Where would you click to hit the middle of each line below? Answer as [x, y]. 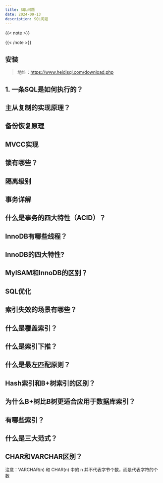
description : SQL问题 [27, 19]
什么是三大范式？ [31, 438]
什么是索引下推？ [31, 347]
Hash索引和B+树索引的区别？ [50, 383]
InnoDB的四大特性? [35, 255]
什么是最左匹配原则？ [38, 365]
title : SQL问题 [20, 10]
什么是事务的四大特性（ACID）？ [55, 218]
